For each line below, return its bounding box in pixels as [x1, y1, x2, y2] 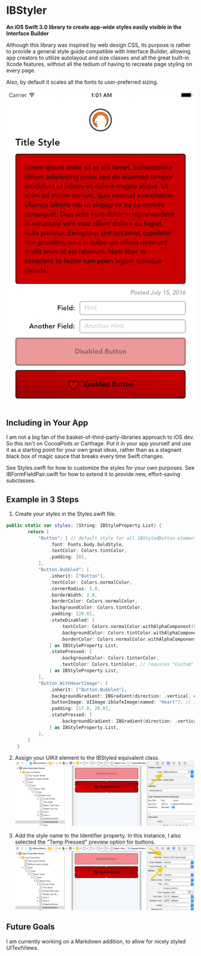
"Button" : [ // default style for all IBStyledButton [38, 535, 175, 541]
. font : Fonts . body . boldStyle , [48, 541, 124, 548]
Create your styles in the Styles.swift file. [14, 510, 117, 517]
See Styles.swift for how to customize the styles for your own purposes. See [6, 465, 195, 472]
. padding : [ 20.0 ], [48, 611, 95, 617]
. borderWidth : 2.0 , [48, 592, 98, 598]
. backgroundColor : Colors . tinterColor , [59, 655, 160, 661]
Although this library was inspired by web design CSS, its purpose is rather [6, 41, 191, 48]
